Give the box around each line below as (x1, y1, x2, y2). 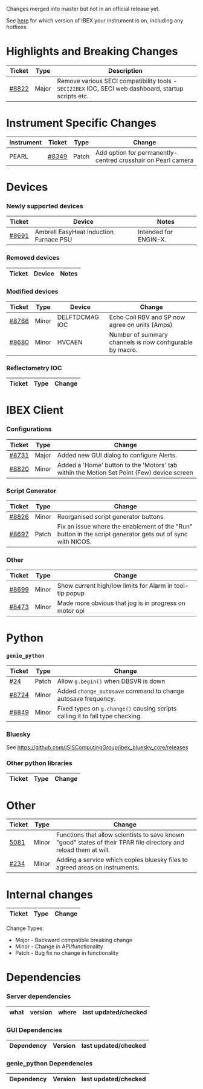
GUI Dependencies (6, 1025, 62, 1034)
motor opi (57, 607, 85, 615)
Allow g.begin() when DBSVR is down (57, 676, 166, 685)
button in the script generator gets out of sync (57, 530, 188, 539)
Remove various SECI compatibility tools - (57, 76, 177, 85)
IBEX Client (6, 403, 63, 417)
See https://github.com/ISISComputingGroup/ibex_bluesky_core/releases (6, 744, 188, 751)
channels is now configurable (109, 338, 193, 346)
